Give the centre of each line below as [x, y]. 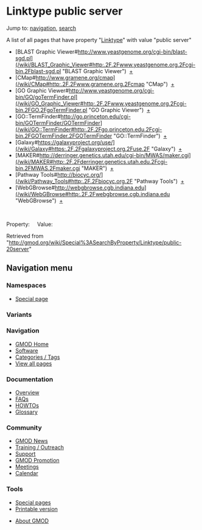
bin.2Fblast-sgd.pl [38, 71]
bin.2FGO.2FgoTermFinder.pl [51, 110]
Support [25, 454]
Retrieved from [25, 236]
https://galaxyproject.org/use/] [76, 142]
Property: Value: [30, 224]
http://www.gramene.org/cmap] [75, 77]
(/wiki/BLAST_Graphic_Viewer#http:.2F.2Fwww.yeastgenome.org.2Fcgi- [105, 65]
